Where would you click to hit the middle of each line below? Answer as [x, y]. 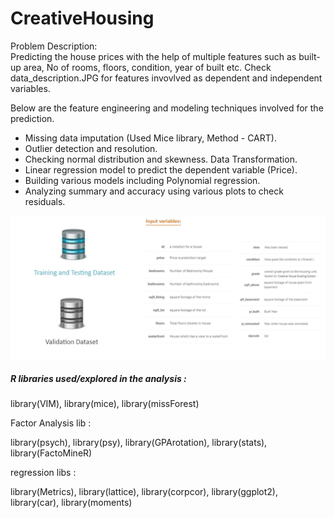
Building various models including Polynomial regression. [142, 180]
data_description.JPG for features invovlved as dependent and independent [166, 78]
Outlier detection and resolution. [91, 148]
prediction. [32, 118]
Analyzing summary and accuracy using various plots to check [154, 191]
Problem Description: [54, 46]
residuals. [45, 201]
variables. [30, 88]
